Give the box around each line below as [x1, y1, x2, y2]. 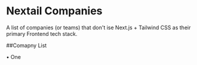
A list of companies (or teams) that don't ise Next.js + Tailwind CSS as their [6, 24, 191, 31]
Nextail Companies [6, 4, 103, 18]
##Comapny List [6, 42, 47, 49]
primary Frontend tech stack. [6, 30, 78, 37]
